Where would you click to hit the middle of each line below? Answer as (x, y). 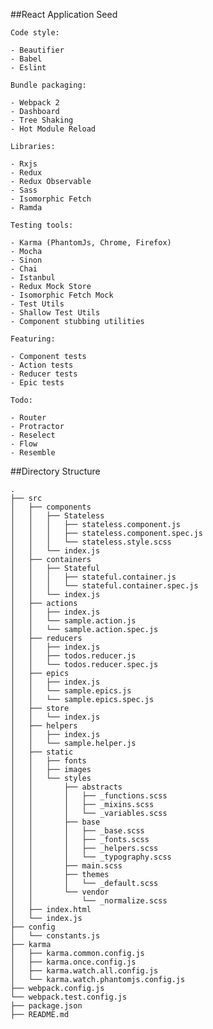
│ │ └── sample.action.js (73, 621)
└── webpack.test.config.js (69, 997)
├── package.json (46, 1006)
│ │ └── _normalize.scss (89, 901)
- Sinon (26, 260)
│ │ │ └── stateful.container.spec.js (104, 586)
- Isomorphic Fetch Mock (62, 295)
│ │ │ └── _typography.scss (91, 857)
